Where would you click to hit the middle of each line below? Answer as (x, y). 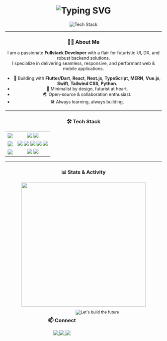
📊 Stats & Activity (83, 172)
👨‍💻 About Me (83, 42)
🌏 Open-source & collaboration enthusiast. (87, 94)
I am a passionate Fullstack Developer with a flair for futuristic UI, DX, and (83, 53)
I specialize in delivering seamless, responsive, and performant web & (83, 63)
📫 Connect (62, 320)
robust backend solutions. (83, 58)
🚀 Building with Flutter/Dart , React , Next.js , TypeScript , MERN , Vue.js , (87, 78)
